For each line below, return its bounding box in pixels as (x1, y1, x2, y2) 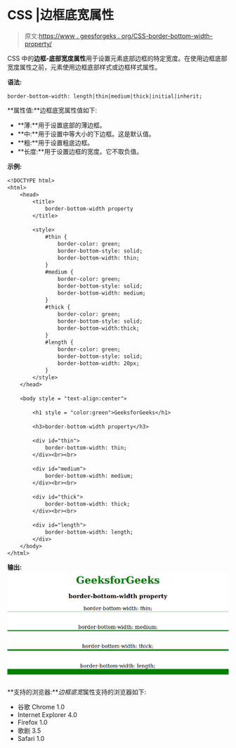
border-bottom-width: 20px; (57, 360, 140, 367)
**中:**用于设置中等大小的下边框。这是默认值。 (17, 129, 155, 138)
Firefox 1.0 (17, 718, 48, 726)
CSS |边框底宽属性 (7, 7, 114, 23)
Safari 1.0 (17, 734, 45, 742)
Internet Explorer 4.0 (17, 710, 77, 718)
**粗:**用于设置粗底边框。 (17, 138, 93, 147)
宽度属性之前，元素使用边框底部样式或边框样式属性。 (7, 63, 162, 71)
